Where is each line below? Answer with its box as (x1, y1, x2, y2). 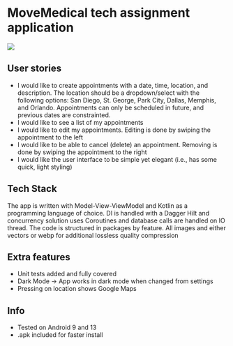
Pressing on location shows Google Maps (17, 285, 137, 293)
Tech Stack (7, 183, 57, 195)
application (7, 20, 75, 36)
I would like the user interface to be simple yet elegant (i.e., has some (17, 155, 218, 163)
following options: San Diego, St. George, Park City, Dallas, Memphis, (17, 96, 216, 104)
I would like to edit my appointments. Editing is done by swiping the (17, 126, 211, 134)
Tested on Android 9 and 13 (17, 323, 97, 332)
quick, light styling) (17, 163, 73, 171)
